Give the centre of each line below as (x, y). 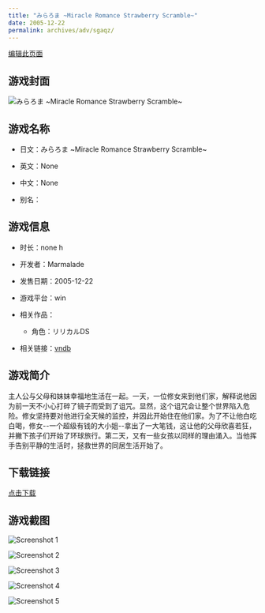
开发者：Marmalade (52, 264)
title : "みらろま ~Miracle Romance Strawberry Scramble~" (103, 15)
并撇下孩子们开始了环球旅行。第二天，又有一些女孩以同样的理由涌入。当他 (129, 435)
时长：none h (41, 247)
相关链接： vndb (45, 348)
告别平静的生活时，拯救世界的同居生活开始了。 (91, 445)
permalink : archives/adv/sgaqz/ (61, 30)
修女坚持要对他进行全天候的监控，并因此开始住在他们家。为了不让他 (132, 416)
